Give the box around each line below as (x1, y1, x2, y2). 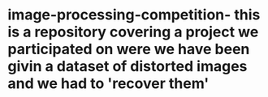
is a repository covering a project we (7, 23, 259, 41)
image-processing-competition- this (7, 6, 261, 24)
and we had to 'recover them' (7, 74, 210, 93)
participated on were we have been (7, 40, 250, 58)
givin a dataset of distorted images (7, 57, 248, 76)
